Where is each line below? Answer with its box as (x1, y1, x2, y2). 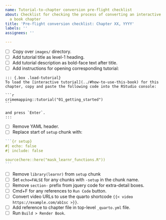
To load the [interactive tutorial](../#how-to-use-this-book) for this (5, 80, 159, 85)
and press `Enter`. (5, 110, 46, 115)
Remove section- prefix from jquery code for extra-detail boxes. (12, 182, 145, 188)
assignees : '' (5, 30, 35, 35)
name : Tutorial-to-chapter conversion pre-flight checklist (5, 7, 133, 12)
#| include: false (5, 148, 43, 154)
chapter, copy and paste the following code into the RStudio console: (5, 84, 157, 89)
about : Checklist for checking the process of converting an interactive (5, 12, 162, 17)
